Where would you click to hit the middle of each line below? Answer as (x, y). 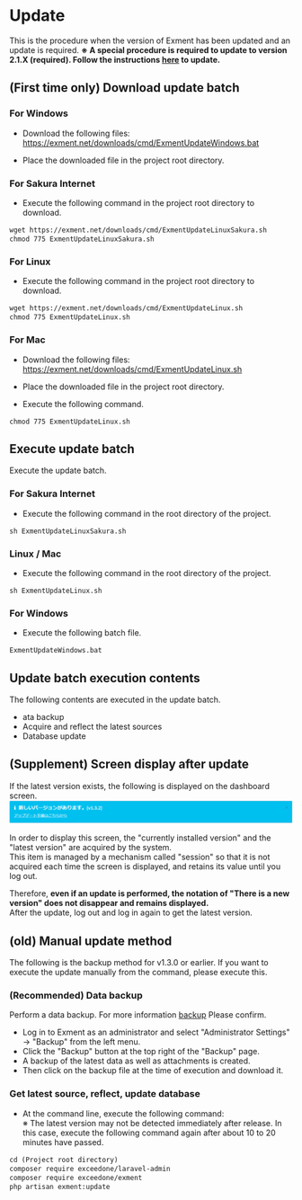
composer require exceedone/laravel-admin (90, 1169)
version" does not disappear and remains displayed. (109, 903)
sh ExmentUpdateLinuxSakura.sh (68, 531)
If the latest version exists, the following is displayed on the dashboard (139, 786)
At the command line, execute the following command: (123, 1113)
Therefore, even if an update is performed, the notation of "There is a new (150, 893)
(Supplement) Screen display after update (129, 764)
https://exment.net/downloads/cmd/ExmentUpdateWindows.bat (141, 142)
